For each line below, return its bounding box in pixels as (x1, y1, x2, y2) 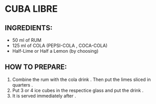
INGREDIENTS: (5, 24, 53, 32)
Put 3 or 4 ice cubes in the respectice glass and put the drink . (12, 87, 144, 93)
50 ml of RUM (12, 37, 42, 43)
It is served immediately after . (12, 93, 76, 99)
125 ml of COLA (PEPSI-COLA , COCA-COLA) (12, 43, 108, 49)
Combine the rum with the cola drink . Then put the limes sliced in (12, 76, 151, 82)
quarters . (12, 81, 33, 88)
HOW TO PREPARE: (5, 63, 67, 72)
